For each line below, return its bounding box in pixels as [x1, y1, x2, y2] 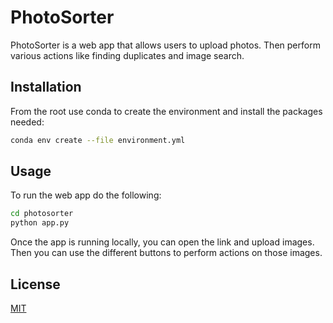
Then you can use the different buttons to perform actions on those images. [10, 247, 323, 259]
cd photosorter [10, 209, 74, 219]
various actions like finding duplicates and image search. [10, 49, 245, 61]
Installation [10, 79, 82, 96]
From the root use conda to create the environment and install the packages [10, 105, 323, 117]
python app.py [10, 218, 70, 228]
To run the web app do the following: [10, 189, 162, 201]
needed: [10, 116, 45, 128]
